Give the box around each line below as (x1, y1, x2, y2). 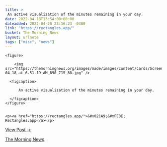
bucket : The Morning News (5, 30, 59, 35)
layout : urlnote (5, 35, 39, 40)
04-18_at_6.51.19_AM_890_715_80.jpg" (5, 70, 83, 75)
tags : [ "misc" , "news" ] (5, 40, 55, 45)
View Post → (5, 127, 31, 133)
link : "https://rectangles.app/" (5, 26, 75, 31)
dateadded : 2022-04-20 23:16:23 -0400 (5, 21, 85, 26)
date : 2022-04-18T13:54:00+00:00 (5, 16, 75, 21)
